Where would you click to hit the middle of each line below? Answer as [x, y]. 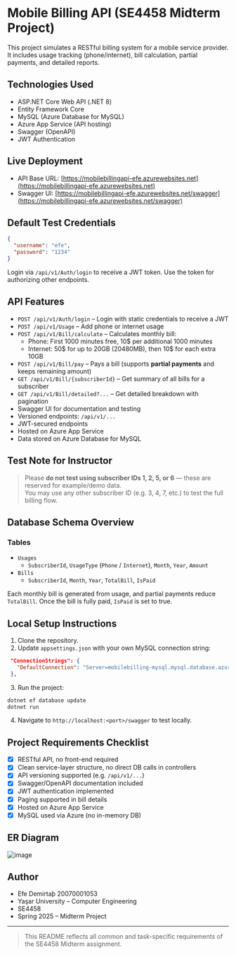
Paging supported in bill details [62, 799]
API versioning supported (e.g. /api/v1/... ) [81, 775]
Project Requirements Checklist [78, 743]
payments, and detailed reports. [53, 62]
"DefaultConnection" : [48, 667]
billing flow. [41, 500]
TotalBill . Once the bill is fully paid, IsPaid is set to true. [90, 601]
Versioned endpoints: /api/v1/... [66, 416]
